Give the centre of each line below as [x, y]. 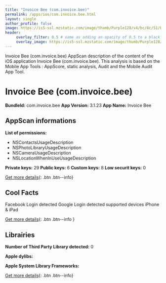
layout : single [21, 19]
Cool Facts [22, 192]
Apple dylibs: [19, 256]
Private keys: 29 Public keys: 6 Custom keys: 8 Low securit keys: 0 [76, 167]
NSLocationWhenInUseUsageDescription [54, 158]
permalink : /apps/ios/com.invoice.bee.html [51, 14]
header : [13, 33]
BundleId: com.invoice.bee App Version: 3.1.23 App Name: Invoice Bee [78, 105]
